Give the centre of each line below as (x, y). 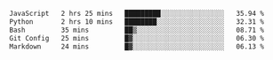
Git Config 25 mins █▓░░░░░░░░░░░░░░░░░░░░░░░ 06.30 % (137, 38)
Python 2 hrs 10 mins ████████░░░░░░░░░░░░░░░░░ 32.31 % (137, 22)
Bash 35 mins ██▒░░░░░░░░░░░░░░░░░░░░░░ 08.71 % (137, 30)
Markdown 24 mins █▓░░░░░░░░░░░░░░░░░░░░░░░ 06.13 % (137, 46)
